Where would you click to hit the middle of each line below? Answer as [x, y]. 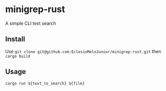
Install [15, 39]
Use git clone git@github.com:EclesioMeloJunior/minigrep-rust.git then [83, 51]
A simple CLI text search [31, 23]
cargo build [18, 56]
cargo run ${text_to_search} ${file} [45, 83]
